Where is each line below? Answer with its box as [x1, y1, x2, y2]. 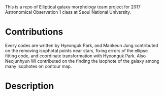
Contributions [5, 26, 63, 38]
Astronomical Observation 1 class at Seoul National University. [5, 9, 131, 15]
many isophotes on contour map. [5, 63, 72, 70]
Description [5, 80, 54, 92]
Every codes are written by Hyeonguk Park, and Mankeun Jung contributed [5, 43, 159, 48]
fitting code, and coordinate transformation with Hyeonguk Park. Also [5, 53, 146, 59]
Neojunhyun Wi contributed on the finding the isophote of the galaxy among [5, 58, 160, 64]
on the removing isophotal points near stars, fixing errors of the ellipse [5, 48, 148, 54]
